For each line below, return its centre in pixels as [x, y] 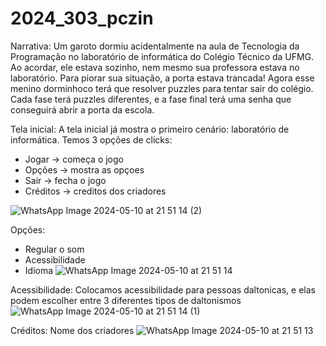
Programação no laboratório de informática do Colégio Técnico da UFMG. [162, 56]
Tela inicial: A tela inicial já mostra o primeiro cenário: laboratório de [150, 129]
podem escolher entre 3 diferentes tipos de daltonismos [126, 300]
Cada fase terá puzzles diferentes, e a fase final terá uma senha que [151, 99]
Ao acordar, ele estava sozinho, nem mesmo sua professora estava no [155, 67]
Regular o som [54, 249]
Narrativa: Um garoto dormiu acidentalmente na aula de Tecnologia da [155, 46]
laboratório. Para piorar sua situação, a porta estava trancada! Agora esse [162, 78]
